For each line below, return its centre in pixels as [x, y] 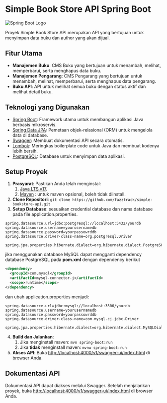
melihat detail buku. [33, 92]
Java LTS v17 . [34, 189]
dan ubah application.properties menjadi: [47, 297]
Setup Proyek [27, 171]
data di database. [30, 135]
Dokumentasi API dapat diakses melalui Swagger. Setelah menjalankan [78, 385]
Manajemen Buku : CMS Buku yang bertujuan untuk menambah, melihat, [86, 65]
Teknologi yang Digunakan [47, 107]
